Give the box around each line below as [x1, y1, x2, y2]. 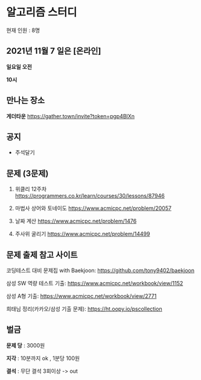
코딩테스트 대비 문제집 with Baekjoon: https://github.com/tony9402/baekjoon [6, 267, 195, 274]
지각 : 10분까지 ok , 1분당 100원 [6, 354, 80, 362]
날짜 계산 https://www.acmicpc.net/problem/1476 [14, 218, 137, 225]
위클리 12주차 [14, 185, 47, 193]
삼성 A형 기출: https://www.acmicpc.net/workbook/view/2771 [6, 293, 157, 299]
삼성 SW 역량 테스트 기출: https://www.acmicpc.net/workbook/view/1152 [6, 280, 183, 287]
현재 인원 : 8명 [6, 27, 40, 34]
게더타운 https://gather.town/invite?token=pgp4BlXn [6, 112, 135, 119]
